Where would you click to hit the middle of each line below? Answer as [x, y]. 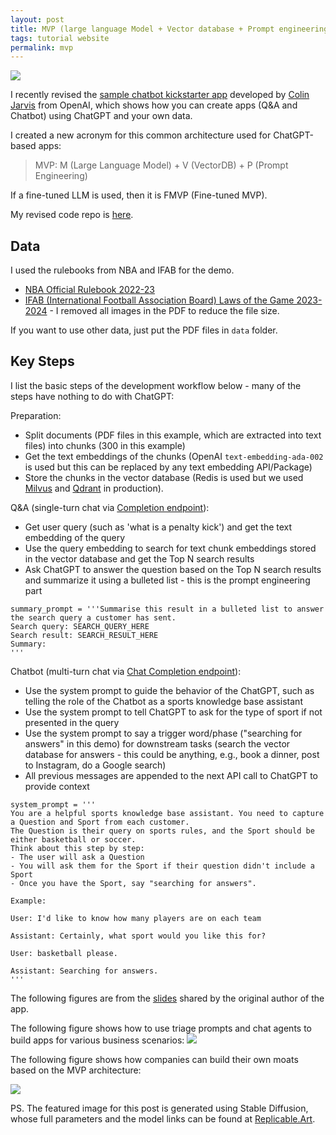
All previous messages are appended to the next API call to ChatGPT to [171, 775]
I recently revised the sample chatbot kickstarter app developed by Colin [160, 95]
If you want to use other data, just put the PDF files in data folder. [144, 330]
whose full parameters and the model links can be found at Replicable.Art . [163, 1118]
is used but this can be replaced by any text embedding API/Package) [168, 467]
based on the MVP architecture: [76, 1070]
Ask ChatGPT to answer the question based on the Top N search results [173, 569]
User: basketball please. [64, 953]
